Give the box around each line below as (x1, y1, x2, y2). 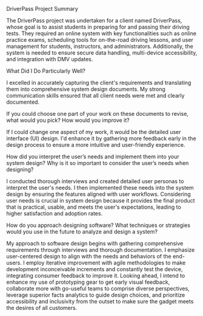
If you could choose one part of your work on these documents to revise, (6, 110, 189, 117)
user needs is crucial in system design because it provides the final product (6, 197, 195, 204)
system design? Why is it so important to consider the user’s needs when (6, 160, 189, 166)
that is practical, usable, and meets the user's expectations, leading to (6, 203, 182, 210)
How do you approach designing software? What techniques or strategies (6, 221, 191, 229)
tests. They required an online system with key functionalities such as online (6, 30, 197, 37)
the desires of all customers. (6, 304, 78, 311)
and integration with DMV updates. (6, 56, 93, 62)
